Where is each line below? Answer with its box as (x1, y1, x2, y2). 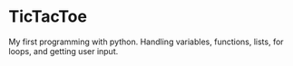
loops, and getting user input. (8, 45, 119, 56)
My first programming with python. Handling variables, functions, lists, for (8, 36, 284, 47)
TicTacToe (8, 6, 88, 27)
